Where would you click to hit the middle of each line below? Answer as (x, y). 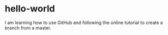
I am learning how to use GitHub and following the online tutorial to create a (84, 22)
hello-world (30, 9)
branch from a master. (28, 27)
